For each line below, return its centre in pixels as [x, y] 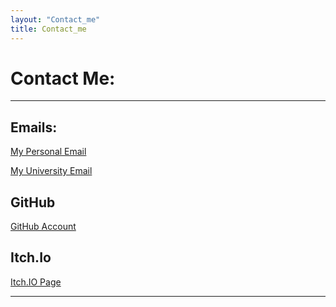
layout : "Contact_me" [55, 19]
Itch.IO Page [36, 282]
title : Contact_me [48, 29]
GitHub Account [43, 227]
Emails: [34, 127]
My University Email [51, 171]
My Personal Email [48, 152]
